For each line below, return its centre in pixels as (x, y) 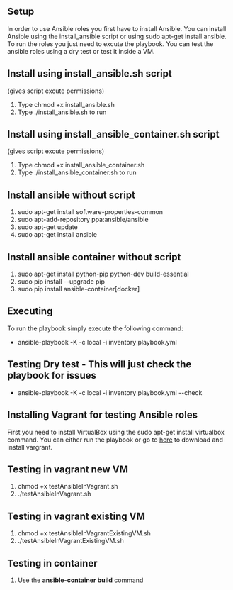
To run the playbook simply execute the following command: (95, 328)
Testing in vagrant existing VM (76, 516)
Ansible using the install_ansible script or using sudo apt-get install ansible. (117, 36)
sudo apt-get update (47, 227)
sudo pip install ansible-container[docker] (79, 289)
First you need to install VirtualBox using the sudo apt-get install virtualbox (116, 432)
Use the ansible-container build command (80, 580)
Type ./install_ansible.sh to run (62, 112)
